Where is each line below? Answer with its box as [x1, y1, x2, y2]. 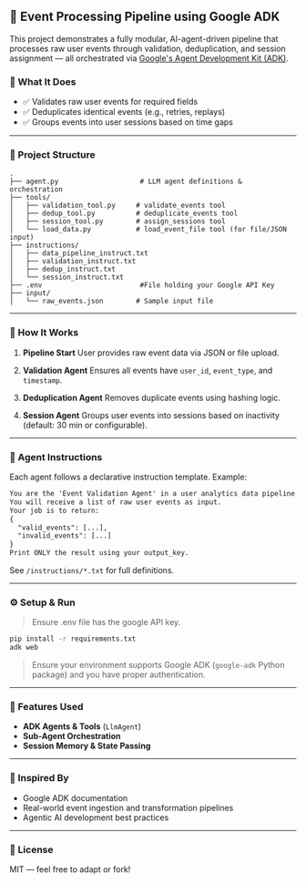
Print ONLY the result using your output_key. [9, 549, 189, 558]
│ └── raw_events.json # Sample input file [9, 297, 214, 306]
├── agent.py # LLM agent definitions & [9, 177, 243, 187]
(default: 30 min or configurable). [22, 419, 148, 430]
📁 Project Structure [9, 149, 96, 161]
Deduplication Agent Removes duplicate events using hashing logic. [22, 392, 280, 403]
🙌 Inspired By [9, 772, 70, 785]
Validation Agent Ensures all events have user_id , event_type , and [22, 365, 273, 375]
